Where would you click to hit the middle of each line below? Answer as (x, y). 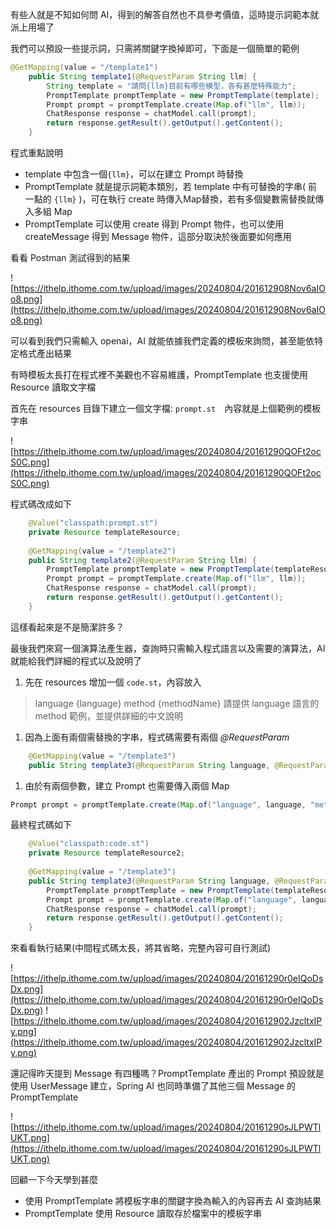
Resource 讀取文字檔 (53, 387)
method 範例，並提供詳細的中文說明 (108, 715)
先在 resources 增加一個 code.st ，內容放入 (113, 682)
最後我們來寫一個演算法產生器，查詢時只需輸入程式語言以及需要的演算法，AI (168, 648)
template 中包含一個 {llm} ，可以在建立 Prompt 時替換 (134, 174)
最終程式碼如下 (41, 825)
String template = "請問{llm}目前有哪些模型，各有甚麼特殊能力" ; (171, 86)
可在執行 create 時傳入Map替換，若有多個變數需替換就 (203, 199)
